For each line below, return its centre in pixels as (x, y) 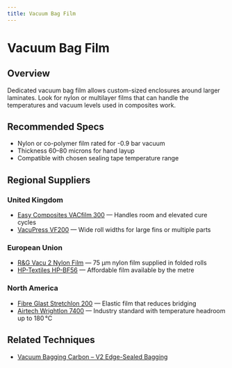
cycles (27, 222)
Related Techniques (51, 340)
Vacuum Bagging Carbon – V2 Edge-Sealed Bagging (92, 357)
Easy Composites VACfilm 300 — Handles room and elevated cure (112, 215)
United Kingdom (35, 200)
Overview (29, 74)
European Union (35, 248)
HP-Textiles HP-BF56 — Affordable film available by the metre (106, 270)
